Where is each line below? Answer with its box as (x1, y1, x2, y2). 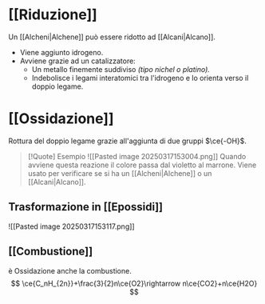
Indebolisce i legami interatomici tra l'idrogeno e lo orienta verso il (31, 73, 249, 82)
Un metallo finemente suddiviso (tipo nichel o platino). (31, 64, 210, 74)
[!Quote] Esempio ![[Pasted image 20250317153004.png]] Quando (27, 151, 247, 161)
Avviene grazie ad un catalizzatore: (19, 56, 136, 66)
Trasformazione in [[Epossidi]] (8, 200, 164, 214)
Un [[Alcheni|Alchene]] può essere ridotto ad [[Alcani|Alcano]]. (8, 32, 216, 42)
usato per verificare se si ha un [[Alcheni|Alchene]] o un (27, 168, 212, 178)
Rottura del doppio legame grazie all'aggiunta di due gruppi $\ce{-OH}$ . (8, 136, 247, 146)
